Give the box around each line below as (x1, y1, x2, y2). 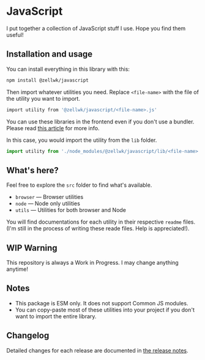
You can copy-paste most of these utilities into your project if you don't (15, 306, 195, 313)
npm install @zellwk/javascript (6, 77, 89, 84)
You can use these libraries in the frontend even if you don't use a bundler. (6, 118, 195, 125)
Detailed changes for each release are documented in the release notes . (6, 346, 188, 354)
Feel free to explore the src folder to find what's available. (6, 181, 152, 189)
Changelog (6, 331, 50, 341)
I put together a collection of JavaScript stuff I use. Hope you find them (6, 25, 186, 32)
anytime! (6, 265, 29, 273)
